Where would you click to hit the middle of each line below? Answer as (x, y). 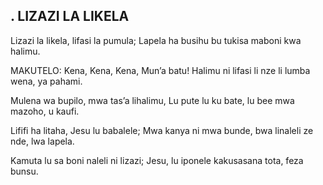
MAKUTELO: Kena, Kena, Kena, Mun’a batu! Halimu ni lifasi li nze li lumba (160, 70)
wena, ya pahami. (46, 81)
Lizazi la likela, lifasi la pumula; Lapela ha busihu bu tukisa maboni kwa (156, 40)
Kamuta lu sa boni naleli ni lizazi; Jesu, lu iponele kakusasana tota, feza (157, 160)
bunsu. (24, 171)
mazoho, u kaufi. (45, 111)
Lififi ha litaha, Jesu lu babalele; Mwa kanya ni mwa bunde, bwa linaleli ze (162, 130)
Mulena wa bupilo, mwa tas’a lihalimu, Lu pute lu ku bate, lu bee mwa (152, 100)
